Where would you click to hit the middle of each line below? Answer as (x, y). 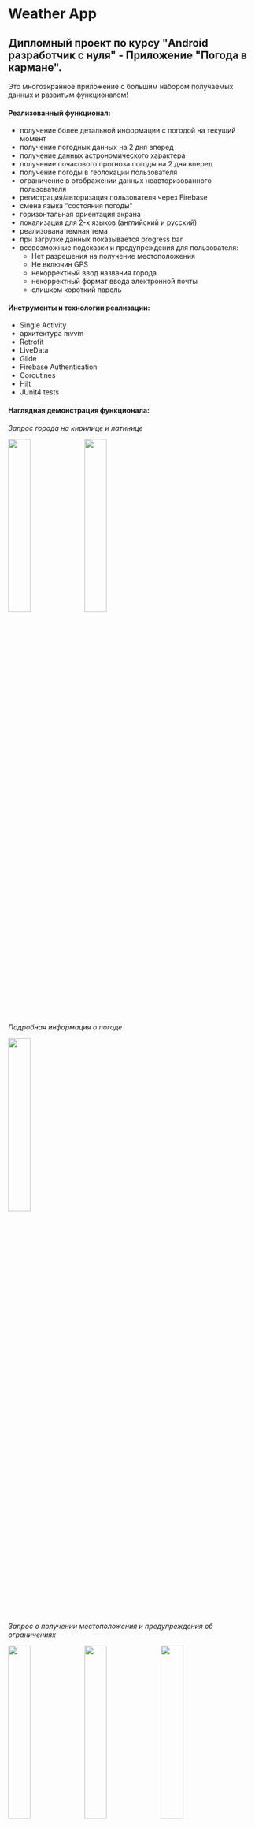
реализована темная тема (64, 231)
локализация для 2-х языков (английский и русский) (108, 222)
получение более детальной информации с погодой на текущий (128, 130)
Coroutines (37, 375)
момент (33, 139)
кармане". (35, 67)
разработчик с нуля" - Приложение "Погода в (128, 55)
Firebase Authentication (58, 367)
